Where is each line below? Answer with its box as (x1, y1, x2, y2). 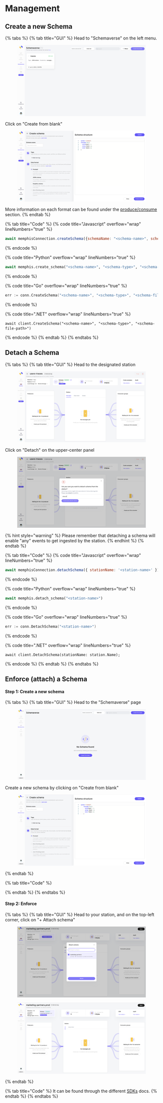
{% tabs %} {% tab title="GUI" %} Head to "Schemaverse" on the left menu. (5, 35, 157, 41)
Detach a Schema (5, 349, 60, 357)
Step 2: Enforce (5, 901, 37, 906)
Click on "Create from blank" (5, 121, 63, 127)
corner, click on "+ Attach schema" (5, 917, 75, 922)
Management (5, 3, 60, 14)
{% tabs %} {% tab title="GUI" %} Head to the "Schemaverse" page (5, 699, 141, 705)
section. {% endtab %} (5, 212, 51, 218)
